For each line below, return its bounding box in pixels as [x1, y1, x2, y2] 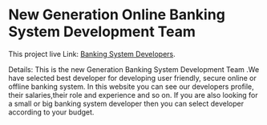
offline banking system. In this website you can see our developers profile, [8, 82, 254, 91]
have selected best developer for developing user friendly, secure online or [8, 73, 257, 83]
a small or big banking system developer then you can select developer [8, 99, 245, 108]
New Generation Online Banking [8, 6, 226, 24]
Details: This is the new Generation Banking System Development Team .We [8, 64, 260, 74]
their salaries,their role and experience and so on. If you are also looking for [8, 90, 258, 99]
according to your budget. [8, 107, 95, 117]
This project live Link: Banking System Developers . [8, 49, 176, 58]
